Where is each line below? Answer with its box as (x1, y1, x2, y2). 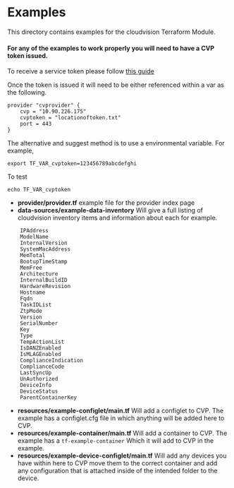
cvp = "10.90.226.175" (20, 108, 87, 115)
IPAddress (20, 227, 49, 234)
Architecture (20, 270, 58, 278)
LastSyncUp (20, 369, 52, 376)
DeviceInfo (20, 382, 52, 389)
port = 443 (20, 121, 52, 128)
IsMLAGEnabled (20, 351, 61, 358)
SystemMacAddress (20, 246, 71, 253)
